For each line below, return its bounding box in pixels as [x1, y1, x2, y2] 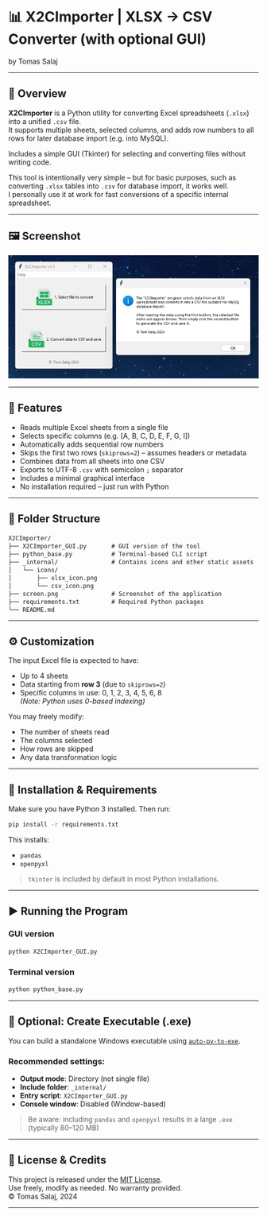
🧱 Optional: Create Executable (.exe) [8, 1015, 192, 1028]
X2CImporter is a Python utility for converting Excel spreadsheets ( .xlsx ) [8, 108, 250, 118]
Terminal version [8, 966, 75, 978]
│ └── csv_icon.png [8, 582, 94, 590]
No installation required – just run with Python [19, 482, 169, 491]
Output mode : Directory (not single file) [19, 1074, 150, 1083]
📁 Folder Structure [8, 512, 101, 526]
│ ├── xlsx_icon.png [8, 574, 98, 582]
